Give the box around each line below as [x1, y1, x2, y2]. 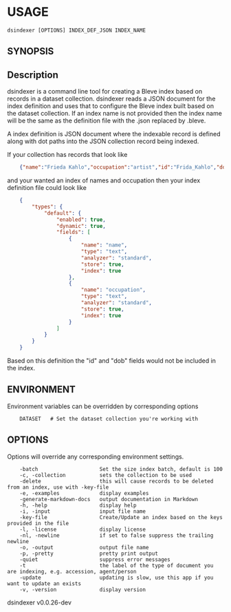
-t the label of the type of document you [19, 562, 214, 569]
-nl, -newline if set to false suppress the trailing [19, 531, 214, 539]
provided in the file [7, 520, 69, 527]
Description [7, 69, 58, 81]
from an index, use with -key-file [7, 483, 109, 491]
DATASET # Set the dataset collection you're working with [19, 415, 198, 422]
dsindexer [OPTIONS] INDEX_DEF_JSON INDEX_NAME [7, 27, 146, 34]
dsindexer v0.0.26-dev [7, 598, 72, 606]
